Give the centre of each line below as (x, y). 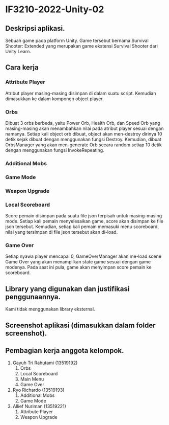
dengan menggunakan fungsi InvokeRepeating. (55, 150)
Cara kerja (22, 68)
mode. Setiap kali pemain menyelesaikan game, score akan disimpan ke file (84, 221)
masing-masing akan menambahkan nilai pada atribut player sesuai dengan (84, 128)
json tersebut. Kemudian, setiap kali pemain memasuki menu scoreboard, (82, 227)
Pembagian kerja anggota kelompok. (65, 351)
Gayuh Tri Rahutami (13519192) (45, 363)
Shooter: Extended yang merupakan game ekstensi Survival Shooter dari (81, 46)
